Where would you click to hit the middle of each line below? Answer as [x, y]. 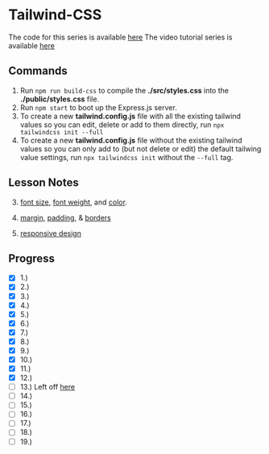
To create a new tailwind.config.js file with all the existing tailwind [130, 116]
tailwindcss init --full [62, 132]
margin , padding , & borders [65, 217]
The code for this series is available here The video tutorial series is [120, 37]
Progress [31, 258]
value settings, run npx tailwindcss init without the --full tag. [126, 157]
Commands [38, 71]
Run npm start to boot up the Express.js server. [98, 107]
